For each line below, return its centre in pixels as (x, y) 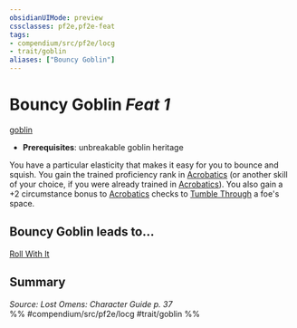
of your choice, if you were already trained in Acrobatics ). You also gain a (146, 184)
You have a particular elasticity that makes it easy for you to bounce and (144, 165)
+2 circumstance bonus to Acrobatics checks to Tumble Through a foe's (144, 193)
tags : (19, 34)
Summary (38, 282)
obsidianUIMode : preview (56, 18)
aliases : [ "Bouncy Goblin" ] (62, 60)
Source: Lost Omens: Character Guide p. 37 (91, 304)
